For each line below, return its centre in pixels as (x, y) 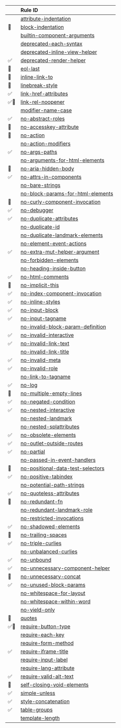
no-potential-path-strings (53, 485)
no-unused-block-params (53, 585)
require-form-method (47, 643)
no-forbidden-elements (50, 260)
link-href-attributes (44, 93)
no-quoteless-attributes (50, 493)
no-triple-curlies (41, 543)
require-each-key (42, 635)
